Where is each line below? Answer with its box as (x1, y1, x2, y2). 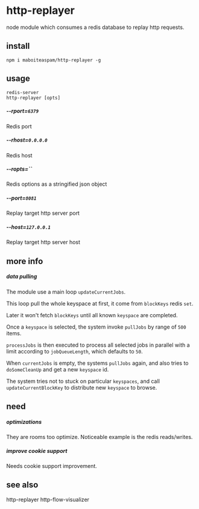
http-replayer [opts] (6, 95, 61, 101)
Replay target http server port (6, 209, 80, 217)
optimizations (6, 418, 42, 425)
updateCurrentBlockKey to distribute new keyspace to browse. (6, 384, 157, 391)
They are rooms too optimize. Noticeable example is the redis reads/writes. (6, 434, 193, 441)
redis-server (6, 89, 39, 95)
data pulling (6, 273, 37, 280)
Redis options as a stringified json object (6, 180, 107, 188)
